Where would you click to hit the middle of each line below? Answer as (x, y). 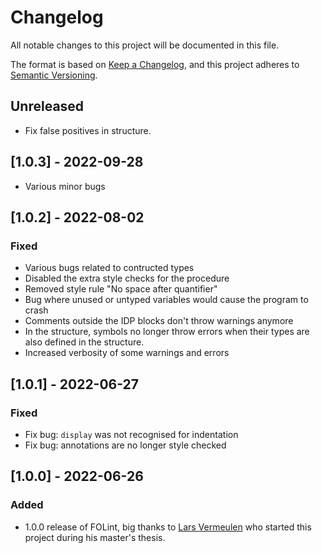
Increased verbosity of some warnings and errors (127, 353)
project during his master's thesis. (95, 537)
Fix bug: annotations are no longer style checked (125, 445)
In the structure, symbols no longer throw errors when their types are (167, 332)
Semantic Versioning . (54, 75)
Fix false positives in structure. (88, 130)
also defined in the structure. (84, 342)
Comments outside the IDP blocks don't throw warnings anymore (159, 321)
